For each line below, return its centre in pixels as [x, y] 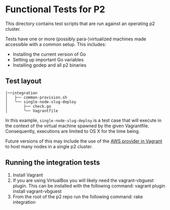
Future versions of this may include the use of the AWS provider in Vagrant [84, 141]
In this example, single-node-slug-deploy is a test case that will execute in [83, 120]
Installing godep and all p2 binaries [50, 65]
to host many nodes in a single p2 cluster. [49, 146]
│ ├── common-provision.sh [36, 97]
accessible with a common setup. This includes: [56, 44]
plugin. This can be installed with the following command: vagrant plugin [89, 185]
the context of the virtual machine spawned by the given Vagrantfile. [77, 126]
